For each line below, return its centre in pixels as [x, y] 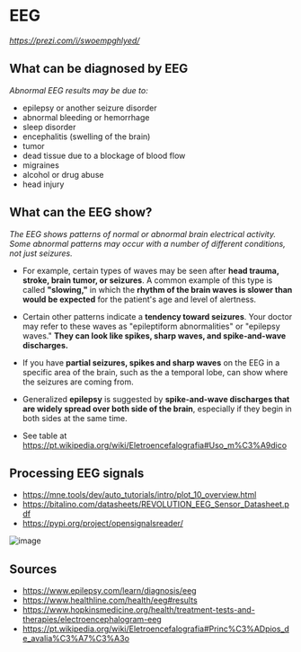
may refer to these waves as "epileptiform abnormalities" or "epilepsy [151, 326]
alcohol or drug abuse [63, 174]
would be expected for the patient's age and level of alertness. [139, 299]
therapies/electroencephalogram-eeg [92, 620]
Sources [33, 569]
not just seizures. [41, 253]
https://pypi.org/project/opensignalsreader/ [103, 524]
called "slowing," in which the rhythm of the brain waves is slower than [157, 289]
